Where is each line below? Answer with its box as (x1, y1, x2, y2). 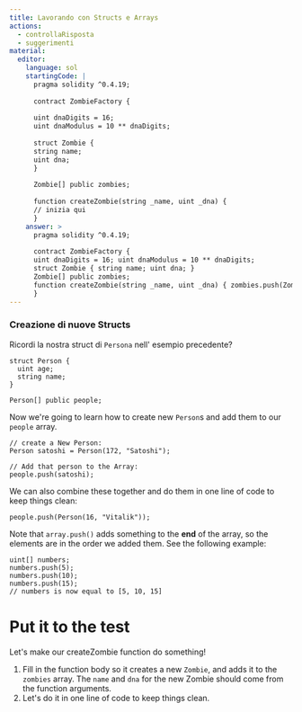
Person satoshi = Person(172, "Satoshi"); (9, 446, 171, 455)
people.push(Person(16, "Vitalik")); (9, 512, 151, 521)
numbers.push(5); (9, 563, 75, 572)
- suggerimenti (17, 38, 75, 48)
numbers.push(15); (9, 579, 78, 588)
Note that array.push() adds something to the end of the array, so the (9, 528, 269, 539)
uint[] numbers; (9, 555, 70, 565)
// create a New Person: (9, 438, 102, 448)
